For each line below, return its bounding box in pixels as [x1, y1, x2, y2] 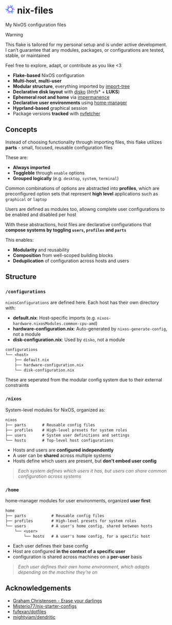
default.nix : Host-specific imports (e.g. [12, 315, 97, 321]
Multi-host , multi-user [12, 77, 62, 84]
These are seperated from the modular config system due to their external [5, 377, 163, 383]
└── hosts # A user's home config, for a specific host [24, 534, 150, 539]
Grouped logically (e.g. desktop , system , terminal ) [12, 175, 119, 181]
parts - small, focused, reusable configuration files [5, 144, 113, 150]
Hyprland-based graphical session [12, 105, 88, 111]
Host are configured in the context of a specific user [12, 549, 126, 555]
